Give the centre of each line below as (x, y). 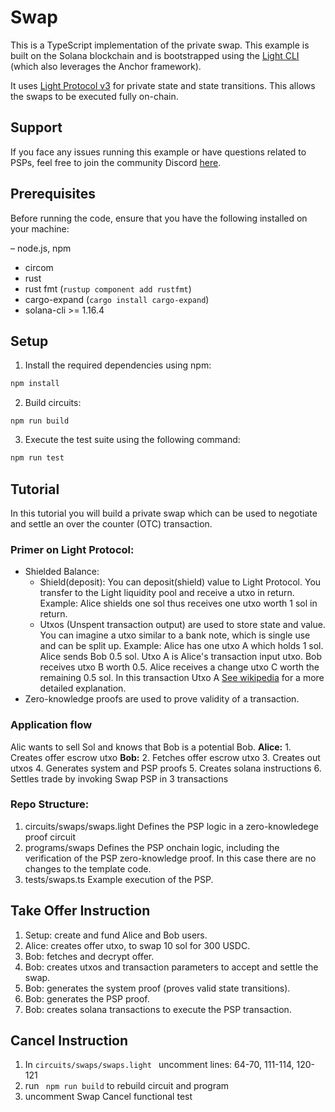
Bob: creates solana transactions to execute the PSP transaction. (158, 1009)
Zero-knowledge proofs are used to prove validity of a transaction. (162, 699)
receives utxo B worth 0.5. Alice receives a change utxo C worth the (179, 667)
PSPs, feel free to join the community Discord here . (116, 162)
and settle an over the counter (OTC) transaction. (111, 523)
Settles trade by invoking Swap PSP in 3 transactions (119, 778)
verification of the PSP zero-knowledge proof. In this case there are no (170, 858)
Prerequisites (53, 194)
